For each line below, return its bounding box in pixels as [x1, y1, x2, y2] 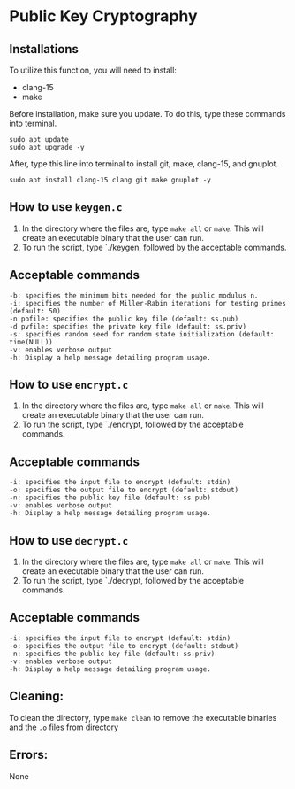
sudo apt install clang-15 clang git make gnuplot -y [9, 175, 212, 184]
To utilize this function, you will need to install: [9, 65, 177, 75]
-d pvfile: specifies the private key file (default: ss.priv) [9, 321, 247, 331]
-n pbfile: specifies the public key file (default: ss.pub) [9, 314, 239, 323]
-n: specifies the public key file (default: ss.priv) [9, 649, 216, 658]
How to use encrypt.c [9, 377, 129, 392]
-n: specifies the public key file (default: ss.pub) [9, 493, 212, 502]
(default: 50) [9, 306, 62, 315]
